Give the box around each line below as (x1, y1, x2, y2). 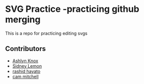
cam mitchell (12, 73, 39, 80)
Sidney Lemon (12, 63, 42, 69)
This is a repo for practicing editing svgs (5, 30, 88, 36)
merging (5, 14, 41, 25)
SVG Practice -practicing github (5, 3, 140, 15)
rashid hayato (12, 68, 41, 74)
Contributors (5, 44, 46, 53)
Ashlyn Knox (12, 58, 39, 64)
